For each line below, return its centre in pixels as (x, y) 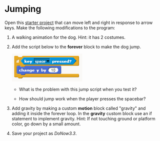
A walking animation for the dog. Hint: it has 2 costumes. (69, 37)
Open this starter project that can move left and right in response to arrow (79, 23)
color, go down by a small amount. (46, 124)
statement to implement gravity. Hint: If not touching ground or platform (83, 118)
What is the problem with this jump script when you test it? (78, 89)
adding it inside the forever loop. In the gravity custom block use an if (82, 113)
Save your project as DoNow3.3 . (44, 133)
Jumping (23, 9)
